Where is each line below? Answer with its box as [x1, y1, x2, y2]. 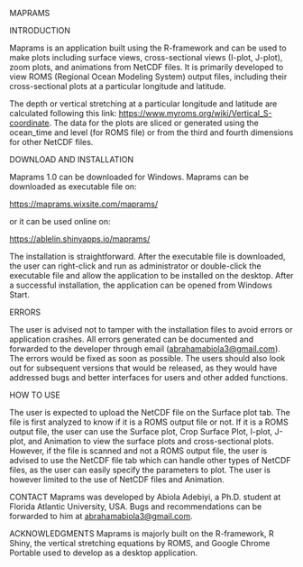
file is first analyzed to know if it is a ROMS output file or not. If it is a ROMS [9, 416, 289, 427]
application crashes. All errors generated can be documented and [9, 334, 254, 344]
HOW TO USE [9, 389, 60, 400]
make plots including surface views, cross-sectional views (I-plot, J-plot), [9, 52, 283, 62]
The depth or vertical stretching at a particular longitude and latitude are [9, 98, 278, 109]
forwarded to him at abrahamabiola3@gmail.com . [9, 511, 194, 521]
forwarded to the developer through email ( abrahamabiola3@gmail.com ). [9, 343, 281, 354]
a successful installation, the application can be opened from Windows [9, 279, 273, 290]
